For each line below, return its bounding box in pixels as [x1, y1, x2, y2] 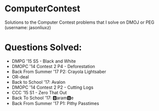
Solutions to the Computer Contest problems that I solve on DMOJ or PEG [4, 19, 155, 25]
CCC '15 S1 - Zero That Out [11, 89, 67, 95]
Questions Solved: [4, 42, 82, 53]
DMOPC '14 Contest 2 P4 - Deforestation [11, 63, 95, 69]
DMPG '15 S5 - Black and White [11, 58, 76, 64]
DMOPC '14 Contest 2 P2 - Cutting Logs [11, 84, 94, 90]
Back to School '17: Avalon [11, 79, 66, 85]
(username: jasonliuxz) [4, 24, 51, 30]
